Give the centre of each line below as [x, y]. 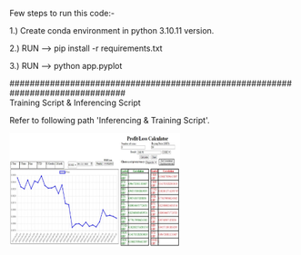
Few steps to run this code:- [62, 13]
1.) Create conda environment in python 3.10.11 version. [112, 30]
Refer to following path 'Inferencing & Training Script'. [110, 120]
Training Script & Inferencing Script [75, 103]
